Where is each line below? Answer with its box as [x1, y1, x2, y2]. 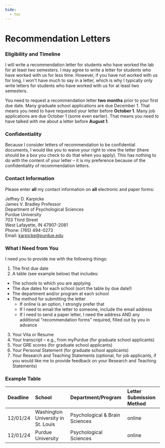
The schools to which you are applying [12, 280, 91, 286]
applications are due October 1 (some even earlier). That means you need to [5, 113, 159, 119]
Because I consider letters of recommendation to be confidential [5, 142, 136, 148]
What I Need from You [5, 245, 59, 252]
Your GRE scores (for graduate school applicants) [12, 342, 113, 348]
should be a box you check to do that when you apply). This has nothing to [5, 152, 156, 158]
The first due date [12, 265, 49, 271]
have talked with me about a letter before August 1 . [5, 118, 109, 124]
